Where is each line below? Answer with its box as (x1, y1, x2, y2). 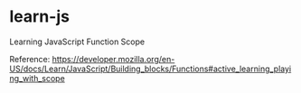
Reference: (9, 53, 51, 64)
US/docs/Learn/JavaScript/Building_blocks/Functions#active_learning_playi (9, 63, 292, 74)
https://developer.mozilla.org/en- (52, 53, 175, 64)
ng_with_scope (9, 72, 65, 83)
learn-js (9, 6, 71, 27)
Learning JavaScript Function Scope (9, 36, 146, 47)
